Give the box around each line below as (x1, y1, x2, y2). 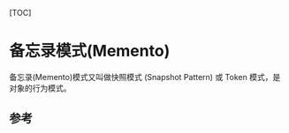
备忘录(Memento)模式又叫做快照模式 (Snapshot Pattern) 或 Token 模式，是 (9, 71, 281, 82)
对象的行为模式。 (9, 83, 72, 93)
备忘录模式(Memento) (9, 41, 171, 61)
